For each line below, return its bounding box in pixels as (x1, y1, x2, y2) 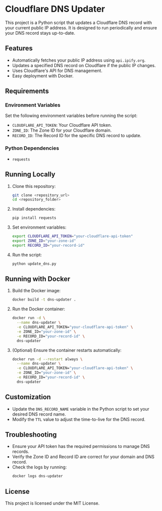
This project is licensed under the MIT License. (5, 500, 100, 506)
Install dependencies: (12, 206, 56, 212)
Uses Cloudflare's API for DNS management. (12, 68, 103, 73)
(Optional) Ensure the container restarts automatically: (12, 347, 121, 353)
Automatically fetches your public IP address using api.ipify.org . (12, 57, 146, 63)
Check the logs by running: (12, 464, 67, 470)
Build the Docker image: (12, 288, 61, 294)
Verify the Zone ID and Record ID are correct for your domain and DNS (12, 454, 155, 460)
